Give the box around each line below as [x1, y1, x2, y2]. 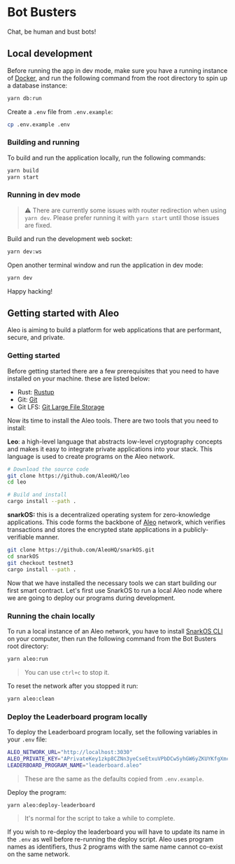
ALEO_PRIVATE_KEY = [7, 755, 61, 762]
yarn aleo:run [7, 655, 49, 662]
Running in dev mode [7, 190, 81, 200]
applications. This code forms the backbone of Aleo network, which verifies [7, 518, 226, 526]
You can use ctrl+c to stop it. [24, 668, 110, 676]
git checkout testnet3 [7, 559, 73, 566]
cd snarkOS [7, 553, 39, 560]
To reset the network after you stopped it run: [7, 681, 138, 690]
